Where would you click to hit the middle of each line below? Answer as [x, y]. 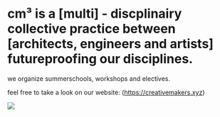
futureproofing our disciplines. [100, 59]
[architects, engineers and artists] [110, 44]
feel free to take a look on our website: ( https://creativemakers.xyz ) [106, 92]
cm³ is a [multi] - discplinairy [95, 14]
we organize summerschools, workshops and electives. [89, 78]
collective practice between [91, 29]
